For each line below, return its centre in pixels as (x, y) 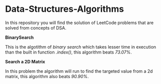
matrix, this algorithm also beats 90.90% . (47, 76)
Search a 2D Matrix (25, 61)
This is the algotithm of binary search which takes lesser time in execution (81, 47)
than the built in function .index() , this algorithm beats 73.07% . (69, 52)
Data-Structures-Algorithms (65, 9)
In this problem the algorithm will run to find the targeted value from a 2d (79, 71)
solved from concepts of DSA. (36, 28)
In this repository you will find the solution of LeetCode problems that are (80, 23)
